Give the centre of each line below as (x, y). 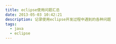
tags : (11, 24)
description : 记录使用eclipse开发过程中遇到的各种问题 (58, 19)
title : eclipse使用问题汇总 (32, 10)
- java (17, 29)
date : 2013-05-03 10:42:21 (34, 15)
